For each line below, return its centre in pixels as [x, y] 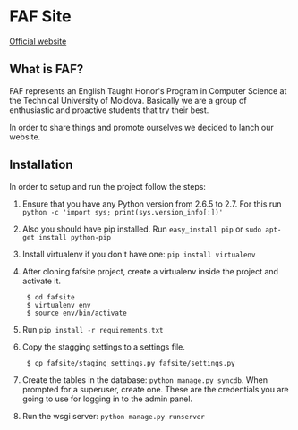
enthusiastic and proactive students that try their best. [109, 110]
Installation [41, 165]
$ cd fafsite [51, 297]
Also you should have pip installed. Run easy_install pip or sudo [142, 229]
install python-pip [75, 237]
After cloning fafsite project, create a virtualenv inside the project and [150, 271]
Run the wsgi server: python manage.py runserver [114, 416]
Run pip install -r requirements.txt [93, 329]
